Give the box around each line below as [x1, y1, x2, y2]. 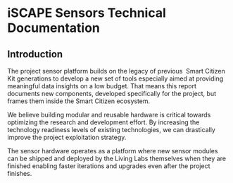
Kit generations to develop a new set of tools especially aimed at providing [7, 74, 224, 83]
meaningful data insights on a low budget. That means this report [7, 82, 197, 90]
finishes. [7, 170, 32, 177]
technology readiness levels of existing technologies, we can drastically [7, 126, 216, 134]
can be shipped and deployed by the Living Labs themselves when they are [7, 154, 227, 163]
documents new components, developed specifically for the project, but [7, 90, 217, 98]
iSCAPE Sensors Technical [7, 5, 167, 21]
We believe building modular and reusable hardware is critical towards [7, 111, 211, 119]
